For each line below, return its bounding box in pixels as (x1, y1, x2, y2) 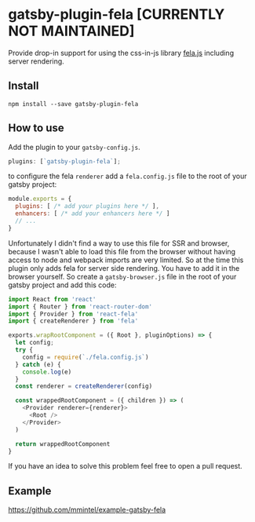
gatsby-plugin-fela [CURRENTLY (8, 5, 225, 24)
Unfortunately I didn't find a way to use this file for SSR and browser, (8, 238, 230, 248)
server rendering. (8, 57, 64, 66)
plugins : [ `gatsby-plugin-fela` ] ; (8, 157, 122, 166)
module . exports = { (8, 195, 72, 203)
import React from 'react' (8, 295, 97, 303)
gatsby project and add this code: (8, 280, 117, 290)
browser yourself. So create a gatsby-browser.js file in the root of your (8, 272, 237, 281)
